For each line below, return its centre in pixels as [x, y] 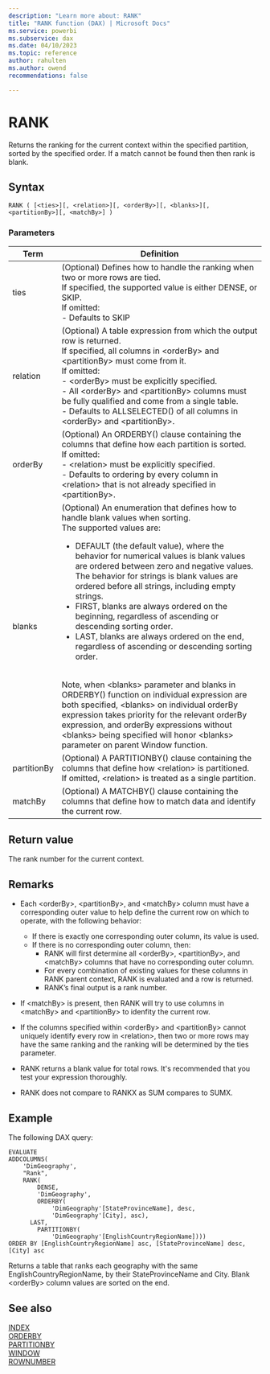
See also [30, 1308]
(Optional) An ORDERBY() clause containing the [151, 434]
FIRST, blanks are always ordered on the [151, 606]
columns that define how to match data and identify [158, 801]
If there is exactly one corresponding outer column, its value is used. [145, 936]
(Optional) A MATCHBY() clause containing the [150, 791]
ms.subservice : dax [41, 38]
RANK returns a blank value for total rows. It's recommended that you [135, 1069]
